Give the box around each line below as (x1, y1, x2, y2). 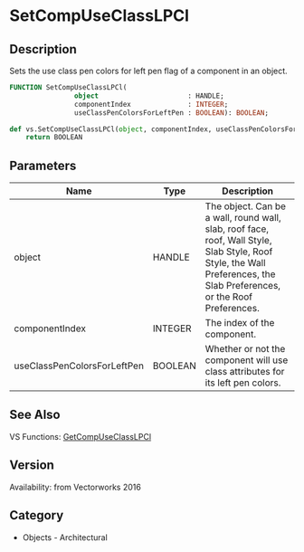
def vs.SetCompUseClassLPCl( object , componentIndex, (9, 124, 213, 134)
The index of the (204, 317, 275, 329)
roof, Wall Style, (204, 234, 272, 247)
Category (9, 508, 64, 523)
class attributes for (204, 366, 285, 378)
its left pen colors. (204, 376, 281, 389)
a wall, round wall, (204, 212, 282, 224)
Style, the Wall (204, 257, 266, 270)
